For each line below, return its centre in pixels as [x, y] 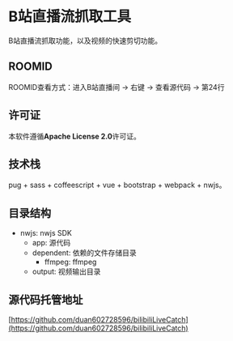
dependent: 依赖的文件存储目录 [84, 253]
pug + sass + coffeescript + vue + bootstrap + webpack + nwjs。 [117, 185]
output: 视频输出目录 [66, 271]
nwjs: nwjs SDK [46, 233]
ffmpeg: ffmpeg [70, 262]
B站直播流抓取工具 [70, 17]
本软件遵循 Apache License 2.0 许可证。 [75, 136]
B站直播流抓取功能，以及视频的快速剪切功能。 [85, 40]
